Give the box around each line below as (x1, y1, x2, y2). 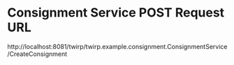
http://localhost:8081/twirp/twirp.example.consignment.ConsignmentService (7, 42, 228, 50)
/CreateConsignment (7, 50, 68, 58)
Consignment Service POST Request (7, 5, 225, 21)
